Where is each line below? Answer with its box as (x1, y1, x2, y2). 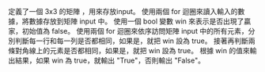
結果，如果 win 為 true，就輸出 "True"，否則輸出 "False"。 (14, 56, 206, 65)
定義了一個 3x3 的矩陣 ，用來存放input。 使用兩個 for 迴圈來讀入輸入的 (8, 7, 239, 16)
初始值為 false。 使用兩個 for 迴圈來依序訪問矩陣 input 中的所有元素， (21, 27, 248, 35)
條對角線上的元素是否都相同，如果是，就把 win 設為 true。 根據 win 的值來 (8, 46, 251, 55)
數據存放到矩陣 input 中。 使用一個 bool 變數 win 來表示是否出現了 (28, 16, 244, 26)
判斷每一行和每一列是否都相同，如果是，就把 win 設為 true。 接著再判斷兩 (14, 36, 256, 45)
